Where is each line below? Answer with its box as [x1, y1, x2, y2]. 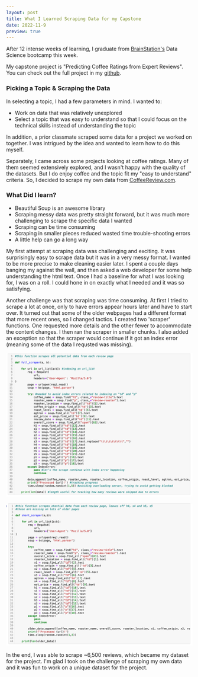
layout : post [6, 9, 38, 15]
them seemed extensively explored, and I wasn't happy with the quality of [6, 164, 186, 171]
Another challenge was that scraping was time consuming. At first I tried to [6, 296, 188, 304]
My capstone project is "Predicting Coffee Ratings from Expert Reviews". [6, 63, 183, 71]
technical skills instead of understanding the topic [14, 122, 137, 129]
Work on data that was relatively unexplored [14, 109, 122, 116]
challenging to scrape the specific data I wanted [14, 217, 132, 224]
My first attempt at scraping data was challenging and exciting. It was [6, 247, 176, 254]
